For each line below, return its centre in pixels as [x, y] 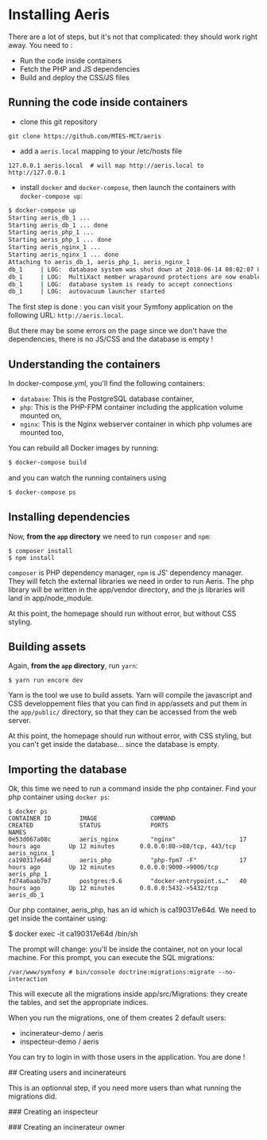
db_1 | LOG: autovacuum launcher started [87, 292]
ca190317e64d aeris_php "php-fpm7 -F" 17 [128, 861]
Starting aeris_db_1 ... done [58, 225]
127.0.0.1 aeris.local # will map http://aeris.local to [106, 165]
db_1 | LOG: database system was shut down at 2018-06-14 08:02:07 [131, 269]
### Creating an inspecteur [53, 1112]
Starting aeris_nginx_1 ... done [64, 255]
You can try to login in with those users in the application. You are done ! [127, 1057]
